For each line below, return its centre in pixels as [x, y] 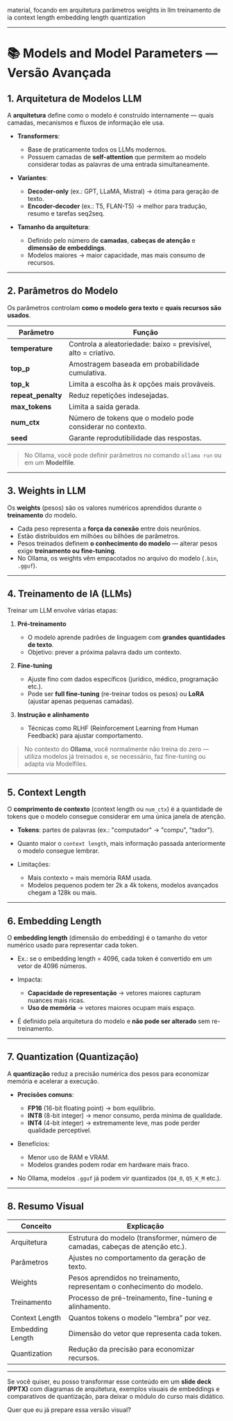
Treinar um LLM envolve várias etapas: [62, 611]
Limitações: [34, 865]
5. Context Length [47, 792]
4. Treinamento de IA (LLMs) [70, 594]
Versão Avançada [59, 73]
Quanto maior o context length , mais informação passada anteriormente [121, 844]
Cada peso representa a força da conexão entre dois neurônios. [109, 529]
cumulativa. [88, 373]
